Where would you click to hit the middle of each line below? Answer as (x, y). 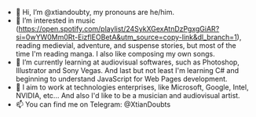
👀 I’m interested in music (55, 20)
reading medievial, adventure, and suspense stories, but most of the (126, 46)
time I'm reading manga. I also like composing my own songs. (115, 54)
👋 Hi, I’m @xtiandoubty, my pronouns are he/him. (95, 12)
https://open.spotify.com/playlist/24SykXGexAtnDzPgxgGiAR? (119, 29)
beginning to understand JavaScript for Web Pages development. (121, 79)
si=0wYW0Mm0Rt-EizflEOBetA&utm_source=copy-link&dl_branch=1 (126, 37)
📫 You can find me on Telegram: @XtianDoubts (93, 104)
